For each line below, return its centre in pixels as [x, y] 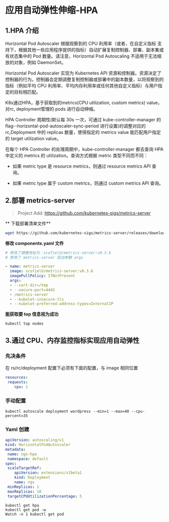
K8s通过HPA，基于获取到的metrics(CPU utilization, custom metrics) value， [84, 103]
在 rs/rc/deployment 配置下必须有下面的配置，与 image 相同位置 [72, 368]
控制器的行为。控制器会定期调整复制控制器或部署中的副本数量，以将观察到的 [84, 79]
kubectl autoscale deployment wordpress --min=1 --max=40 [67, 411]
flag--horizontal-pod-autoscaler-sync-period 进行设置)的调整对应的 [75, 126]
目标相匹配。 [27, 92]
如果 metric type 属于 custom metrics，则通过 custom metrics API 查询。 [88, 183]
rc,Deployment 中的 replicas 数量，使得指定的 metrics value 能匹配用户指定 [83, 132]
